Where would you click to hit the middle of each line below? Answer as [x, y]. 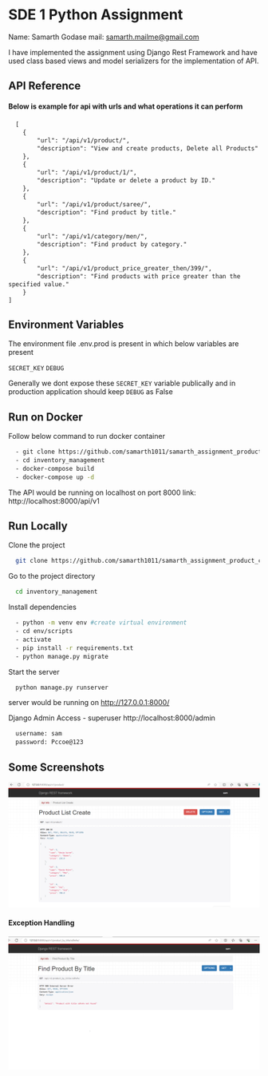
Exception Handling [41, 923]
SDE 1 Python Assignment [96, 15]
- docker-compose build [55, 468]
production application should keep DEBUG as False [91, 392]
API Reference [45, 86]
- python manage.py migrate [62, 656]
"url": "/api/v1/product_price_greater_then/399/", [125, 268]
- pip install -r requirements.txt [75, 648]
